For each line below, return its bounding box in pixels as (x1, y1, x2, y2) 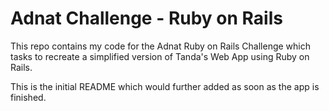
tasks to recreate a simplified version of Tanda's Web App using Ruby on (10, 50, 310, 62)
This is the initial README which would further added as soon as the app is (10, 80, 320, 92)
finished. (10, 91, 47, 103)
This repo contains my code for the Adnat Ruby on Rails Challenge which (10, 40, 312, 52)
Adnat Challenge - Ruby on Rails (10, 7, 283, 30)
